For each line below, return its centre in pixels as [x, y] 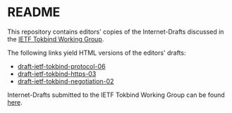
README [34, 12]
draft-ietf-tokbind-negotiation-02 [66, 81]
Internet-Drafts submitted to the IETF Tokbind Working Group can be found [116, 95]
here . [15, 102]
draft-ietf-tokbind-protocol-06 [61, 66]
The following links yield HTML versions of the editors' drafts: [97, 53]
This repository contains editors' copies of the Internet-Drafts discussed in [116, 32]
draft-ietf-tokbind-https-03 [57, 74]
